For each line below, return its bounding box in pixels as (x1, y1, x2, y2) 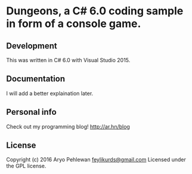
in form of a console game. (6, 17, 141, 30)
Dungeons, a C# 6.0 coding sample (6, 4, 184, 18)
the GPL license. (6, 163, 47, 170)
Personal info (6, 107, 57, 117)
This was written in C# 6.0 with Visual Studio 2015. (6, 57, 131, 63)
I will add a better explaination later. (6, 90, 94, 97)
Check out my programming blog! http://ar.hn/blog (6, 123, 130, 130)
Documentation (6, 74, 66, 84)
